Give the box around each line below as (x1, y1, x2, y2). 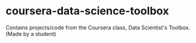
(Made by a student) (5, 30, 57, 37)
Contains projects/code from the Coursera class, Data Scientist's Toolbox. (5, 24, 191, 31)
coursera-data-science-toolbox (5, 4, 169, 18)
